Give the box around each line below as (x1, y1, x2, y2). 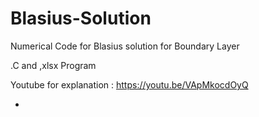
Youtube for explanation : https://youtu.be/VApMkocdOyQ (10, 78, 249, 91)
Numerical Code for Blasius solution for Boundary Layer (10, 40, 240, 52)
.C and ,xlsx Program (10, 59, 97, 71)
